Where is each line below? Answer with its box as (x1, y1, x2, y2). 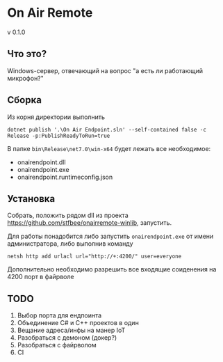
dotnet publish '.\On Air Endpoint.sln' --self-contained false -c (7, 126, 207, 133)
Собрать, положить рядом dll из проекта (7, 211, 129, 220)
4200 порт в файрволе (7, 273, 74, 281)
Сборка (7, 94, 42, 106)
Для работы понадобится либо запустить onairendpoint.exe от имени (7, 232, 214, 241)
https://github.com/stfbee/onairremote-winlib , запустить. (7, 219, 172, 227)
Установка (7, 193, 56, 205)
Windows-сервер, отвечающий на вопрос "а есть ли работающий (7, 66, 204, 74)
